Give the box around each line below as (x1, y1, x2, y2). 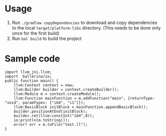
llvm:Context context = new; (13, 82, 74, 87)
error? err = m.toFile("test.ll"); (13, 122, 88, 127)
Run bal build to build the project (11, 35, 82, 41)
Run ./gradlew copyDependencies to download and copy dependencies (11, 19, 157, 25)
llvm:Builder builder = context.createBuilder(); (13, 87, 119, 92)
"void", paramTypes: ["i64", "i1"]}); (4, 100, 85, 105)
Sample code (4, 53, 60, 64)
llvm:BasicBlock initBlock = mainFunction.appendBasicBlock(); (13, 104, 148, 109)
